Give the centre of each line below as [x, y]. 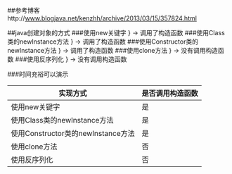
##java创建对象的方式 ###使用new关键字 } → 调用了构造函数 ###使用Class [116, 33]
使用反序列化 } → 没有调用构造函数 [77, 59]
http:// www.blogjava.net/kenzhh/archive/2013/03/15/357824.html [102, 18]
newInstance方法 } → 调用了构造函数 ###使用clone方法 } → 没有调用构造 [113, 50]
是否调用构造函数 [170, 93]
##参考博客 [24, 10]
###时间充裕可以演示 [38, 74]
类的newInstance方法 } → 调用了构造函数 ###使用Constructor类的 [103, 42]
